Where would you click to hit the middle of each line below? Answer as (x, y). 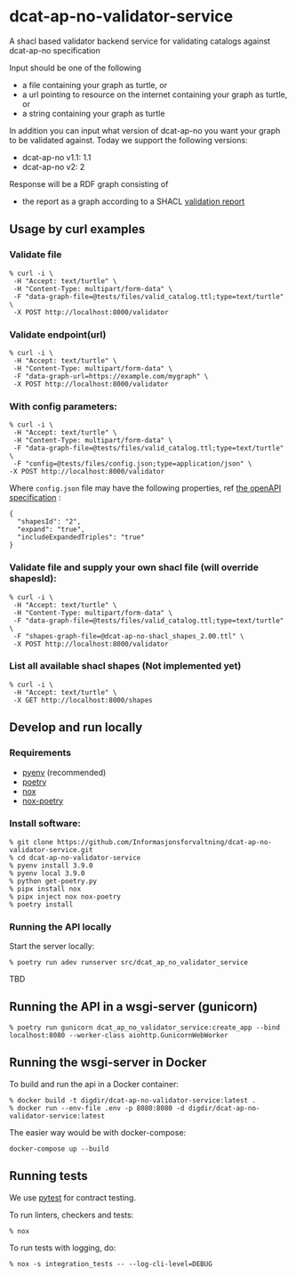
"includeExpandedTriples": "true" (81, 537)
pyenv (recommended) (64, 772)
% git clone (31, 842)
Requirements (40, 752)
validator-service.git (51, 850)
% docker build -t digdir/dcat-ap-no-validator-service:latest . (132, 1100)
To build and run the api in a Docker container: (94, 1084)
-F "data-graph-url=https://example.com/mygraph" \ (111, 376)
